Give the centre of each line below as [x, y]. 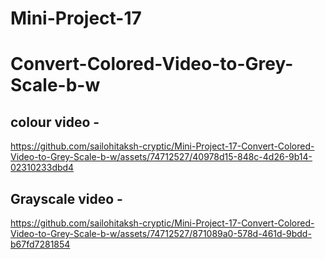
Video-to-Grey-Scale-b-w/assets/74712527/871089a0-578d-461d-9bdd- [161, 233]
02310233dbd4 [42, 168]
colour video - [55, 122]
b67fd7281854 [40, 244]
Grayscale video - [66, 198]
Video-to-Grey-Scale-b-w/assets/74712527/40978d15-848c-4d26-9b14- [161, 157]
